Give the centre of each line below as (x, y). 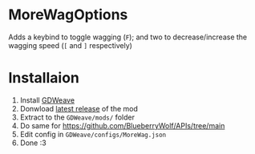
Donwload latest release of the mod (79, 108)
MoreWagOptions (68, 15)
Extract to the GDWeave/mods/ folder (77, 117)
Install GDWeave (47, 100)
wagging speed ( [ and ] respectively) (70, 45)
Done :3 (33, 143)
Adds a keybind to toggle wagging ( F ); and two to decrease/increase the (128, 37)
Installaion (44, 78)
